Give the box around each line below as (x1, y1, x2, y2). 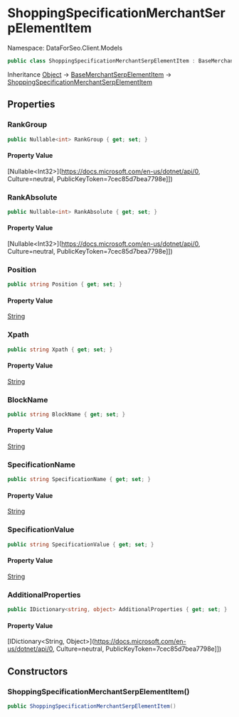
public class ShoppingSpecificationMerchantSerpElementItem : (7, 57, 196, 65)
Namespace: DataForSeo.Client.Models (7, 43, 123, 52)
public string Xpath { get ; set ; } (7, 346, 113, 353)
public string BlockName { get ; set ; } (7, 411, 126, 418)
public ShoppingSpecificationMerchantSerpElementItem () (7, 702, 176, 710)
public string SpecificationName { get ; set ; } (7, 476, 152, 483)
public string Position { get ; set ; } (7, 281, 122, 289)
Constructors (7, 665, 68, 677)
